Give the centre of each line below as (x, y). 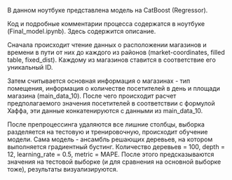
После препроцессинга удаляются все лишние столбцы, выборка (106, 124)
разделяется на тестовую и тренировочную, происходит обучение (108, 132)
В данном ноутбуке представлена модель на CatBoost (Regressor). (108, 10)
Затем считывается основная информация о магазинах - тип (99, 81)
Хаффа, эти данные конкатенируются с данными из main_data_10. (105, 111)
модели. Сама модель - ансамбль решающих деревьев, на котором (110, 139)
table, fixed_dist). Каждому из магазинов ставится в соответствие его (111, 60)
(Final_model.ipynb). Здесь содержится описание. (82, 31)
